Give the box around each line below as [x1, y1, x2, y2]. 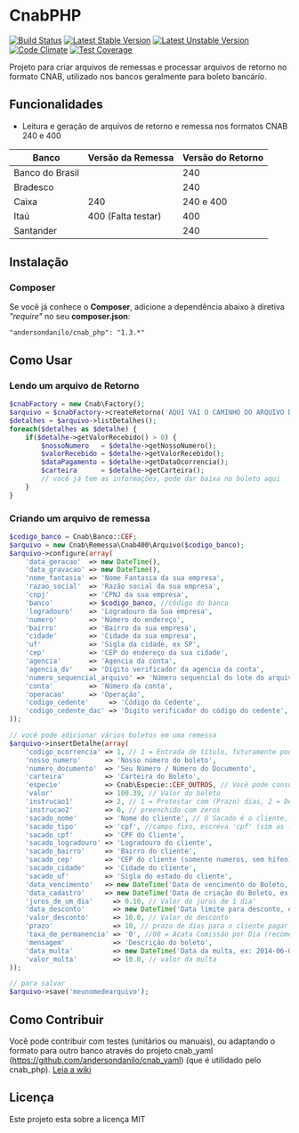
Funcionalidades [9, 97, 104, 112]
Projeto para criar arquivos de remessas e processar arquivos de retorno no [9, 62, 287, 72]
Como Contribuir [9, 1012, 104, 1027]
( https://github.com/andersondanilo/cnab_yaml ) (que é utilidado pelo [9, 1054, 262, 1065]
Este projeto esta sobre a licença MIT [9, 1113, 146, 1124]
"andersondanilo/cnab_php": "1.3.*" [9, 328, 145, 337]
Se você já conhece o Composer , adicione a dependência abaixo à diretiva [9, 302, 285, 312]
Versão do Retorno [182, 151, 264, 163]
